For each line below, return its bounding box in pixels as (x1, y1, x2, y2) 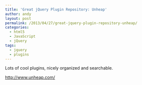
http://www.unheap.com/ (5, 74, 55, 80)
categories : (5, 25, 29, 30)
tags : (5, 43, 16, 48)
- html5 (9, 29, 25, 34)
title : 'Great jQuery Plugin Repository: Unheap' (5, 7, 108, 12)
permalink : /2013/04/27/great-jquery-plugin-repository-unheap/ (5, 20, 138, 26)
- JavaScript (9, 34, 36, 39)
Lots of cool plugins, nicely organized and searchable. (5, 65, 113, 71)
